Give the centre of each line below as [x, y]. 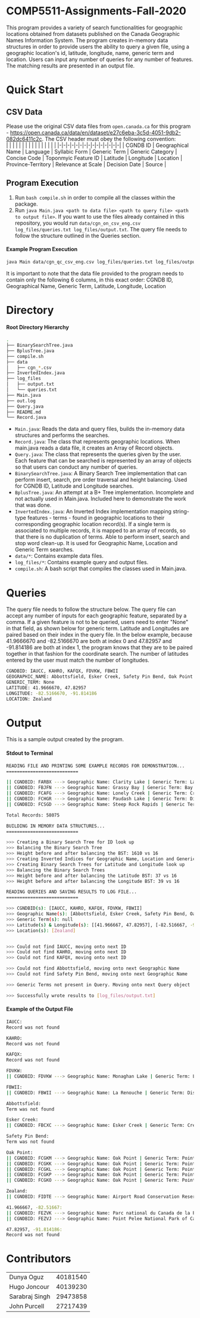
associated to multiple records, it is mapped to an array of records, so [100, 531]
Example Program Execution [42, 249]
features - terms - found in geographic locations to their [96, 518]
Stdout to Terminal [30, 753]
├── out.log [21, 401]
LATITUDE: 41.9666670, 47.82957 [46, 688]
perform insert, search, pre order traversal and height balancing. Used [101, 480]
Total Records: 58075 [33, 815]
